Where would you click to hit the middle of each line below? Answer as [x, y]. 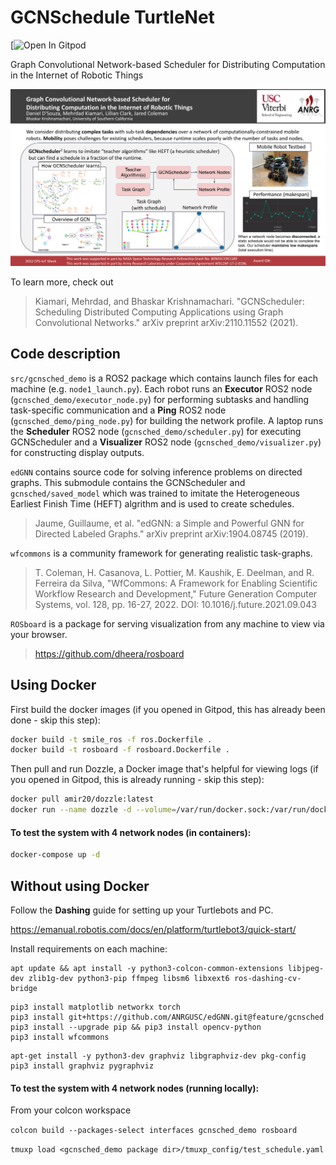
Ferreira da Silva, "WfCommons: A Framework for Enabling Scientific [176, 583]
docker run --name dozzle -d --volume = [93, 810]
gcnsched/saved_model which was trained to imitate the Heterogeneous [155, 493]
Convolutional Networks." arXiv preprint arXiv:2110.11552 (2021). [166, 322]
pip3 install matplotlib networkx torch [96, 1007]
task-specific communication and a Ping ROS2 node [118, 410]
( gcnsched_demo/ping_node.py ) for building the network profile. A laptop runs [167, 420]
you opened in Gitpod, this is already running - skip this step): [137, 780]
